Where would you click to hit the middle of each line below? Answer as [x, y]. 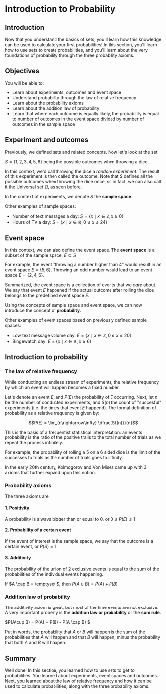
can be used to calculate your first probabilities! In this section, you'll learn [81, 45]
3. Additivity [18, 558]
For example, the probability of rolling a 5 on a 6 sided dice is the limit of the [83, 452]
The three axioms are [27, 496]
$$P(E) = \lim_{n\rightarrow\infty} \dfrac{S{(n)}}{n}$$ [83, 423]
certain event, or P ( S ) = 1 [31, 546]
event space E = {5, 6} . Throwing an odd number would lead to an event [79, 270]
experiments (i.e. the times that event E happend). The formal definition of [81, 408]
